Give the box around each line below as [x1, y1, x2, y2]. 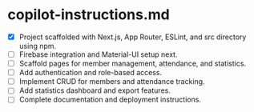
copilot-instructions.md [7, 6, 170, 24]
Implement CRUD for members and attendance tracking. [18, 77, 205, 86]
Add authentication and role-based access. [18, 68, 163, 78]
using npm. [18, 42, 57, 50]
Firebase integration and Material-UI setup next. [18, 50, 178, 59]
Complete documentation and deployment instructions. [18, 94, 202, 105]
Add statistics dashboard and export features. [18, 86, 171, 95]
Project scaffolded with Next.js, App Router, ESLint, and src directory [18, 32, 247, 42]
